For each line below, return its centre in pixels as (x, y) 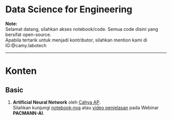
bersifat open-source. (28, 34)
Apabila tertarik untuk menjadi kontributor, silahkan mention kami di (76, 40)
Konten (21, 71)
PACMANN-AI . (28, 113)
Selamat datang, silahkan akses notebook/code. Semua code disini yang (82, 29)
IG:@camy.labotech (26, 45)
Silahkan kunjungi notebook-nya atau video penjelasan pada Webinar (86, 107)
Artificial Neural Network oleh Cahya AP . (57, 102)
